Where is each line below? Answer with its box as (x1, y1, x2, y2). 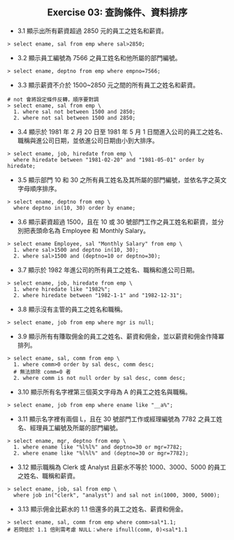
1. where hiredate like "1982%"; (13, 285, 111, 292)
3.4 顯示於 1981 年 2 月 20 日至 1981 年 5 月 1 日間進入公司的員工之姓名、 (17, 127, 227, 136)
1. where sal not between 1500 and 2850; (13, 108, 136, 115)
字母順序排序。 (17, 184, 61, 192)
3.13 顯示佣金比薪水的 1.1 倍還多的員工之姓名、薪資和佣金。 (17, 504, 187, 513)
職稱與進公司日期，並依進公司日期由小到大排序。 (17, 136, 159, 145)
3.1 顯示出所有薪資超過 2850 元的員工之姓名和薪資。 (17, 27, 168, 35)
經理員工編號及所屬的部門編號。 (29, 423, 122, 432)
